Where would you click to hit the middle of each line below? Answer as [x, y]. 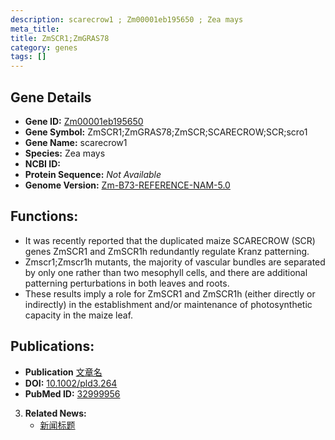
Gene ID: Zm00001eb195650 [84, 121]
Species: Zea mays [65, 153]
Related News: [55, 413]
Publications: [52, 346]
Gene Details [51, 97]
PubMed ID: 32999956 [72, 393]
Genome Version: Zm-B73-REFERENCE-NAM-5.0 [127, 185]
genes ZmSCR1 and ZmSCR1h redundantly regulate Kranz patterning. [167, 251]
